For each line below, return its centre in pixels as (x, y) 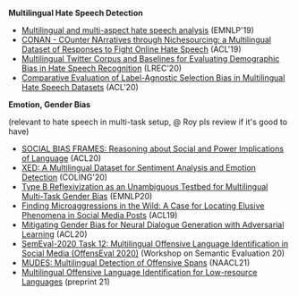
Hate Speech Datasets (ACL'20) (80, 87)
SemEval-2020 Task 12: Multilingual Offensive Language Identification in (155, 244)
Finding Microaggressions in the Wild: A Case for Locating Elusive (143, 206)
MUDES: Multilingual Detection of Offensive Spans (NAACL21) (136, 262)
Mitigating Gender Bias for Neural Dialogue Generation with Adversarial (153, 224)
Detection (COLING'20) (64, 177)
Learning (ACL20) (54, 234)
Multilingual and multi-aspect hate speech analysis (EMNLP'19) (137, 30)
